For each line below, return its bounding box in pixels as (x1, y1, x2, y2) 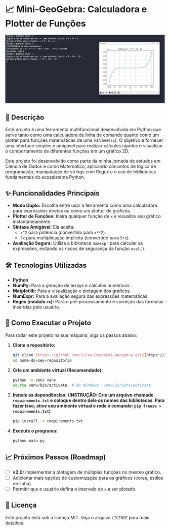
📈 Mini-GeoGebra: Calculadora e (5, 4, 147, 15)
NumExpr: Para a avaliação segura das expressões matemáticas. (12, 293, 149, 299)
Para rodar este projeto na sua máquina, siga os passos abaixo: (5, 332, 138, 338)
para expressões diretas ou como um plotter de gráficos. (12, 208, 132, 214)
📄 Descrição (5, 113, 45, 121)
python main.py (12, 439, 45, 444)
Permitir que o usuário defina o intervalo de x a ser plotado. (12, 486, 137, 492)
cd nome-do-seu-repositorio (12, 358, 72, 363)
